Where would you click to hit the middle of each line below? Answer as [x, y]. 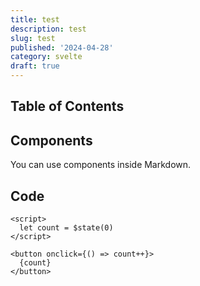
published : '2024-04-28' [62, 47]
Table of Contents [67, 106]
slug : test [33, 38]
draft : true [35, 66]
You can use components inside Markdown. [101, 165]
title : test [35, 19]
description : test [48, 29]
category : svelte [46, 57]
